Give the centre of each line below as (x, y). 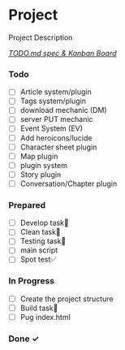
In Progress (32, 281)
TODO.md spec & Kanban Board (62, 53)
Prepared (27, 205)
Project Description (41, 37)
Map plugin (39, 156)
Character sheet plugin (58, 147)
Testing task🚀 (43, 241)
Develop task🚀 (44, 223)
